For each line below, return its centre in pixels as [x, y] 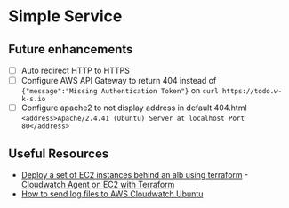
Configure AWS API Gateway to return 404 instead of [119, 81]
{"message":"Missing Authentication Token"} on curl [120, 91]
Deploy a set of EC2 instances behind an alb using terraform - [135, 175]
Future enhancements [71, 49]
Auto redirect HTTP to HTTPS [75, 70]
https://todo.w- [252, 92]
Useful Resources [59, 153]
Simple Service [65, 16]
